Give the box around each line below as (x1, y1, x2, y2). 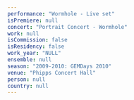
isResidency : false (7, 43, 65, 50)
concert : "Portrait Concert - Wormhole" (7, 23, 128, 30)
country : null (7, 82, 49, 89)
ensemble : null (7, 56, 52, 63)
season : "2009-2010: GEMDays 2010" (7, 63, 112, 70)
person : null (7, 75, 46, 83)
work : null (7, 30, 39, 37)
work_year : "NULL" (7, 50, 61, 57)
